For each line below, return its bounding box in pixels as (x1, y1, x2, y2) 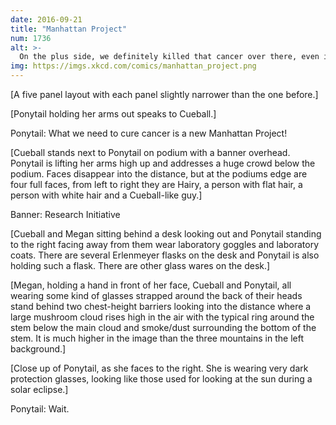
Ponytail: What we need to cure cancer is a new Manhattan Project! (10, 127, 288, 139)
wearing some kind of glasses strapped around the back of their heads (10, 290, 303, 301)
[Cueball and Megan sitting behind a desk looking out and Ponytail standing (10, 228, 322, 240)
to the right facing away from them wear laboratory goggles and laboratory (10, 239, 320, 250)
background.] (10, 343, 67, 355)
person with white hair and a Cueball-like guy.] (10, 189, 203, 201)
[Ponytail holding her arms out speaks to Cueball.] (10, 108, 217, 120)
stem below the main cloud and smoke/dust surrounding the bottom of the (10, 322, 317, 333)
